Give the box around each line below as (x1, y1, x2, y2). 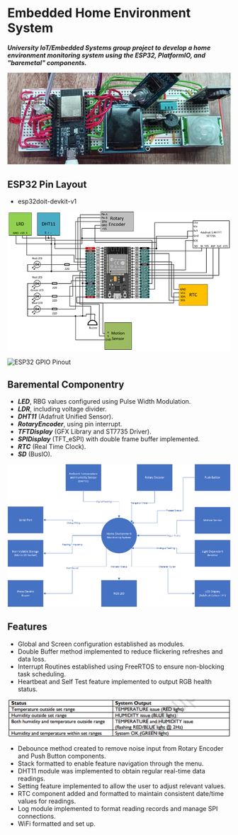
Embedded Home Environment (7, 5, 191, 21)
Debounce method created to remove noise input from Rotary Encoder (17, 744, 224, 753)
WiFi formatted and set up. (17, 819, 96, 828)
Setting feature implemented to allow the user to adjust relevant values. (17, 782, 226, 790)
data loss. (17, 654, 47, 663)
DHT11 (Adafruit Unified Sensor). (17, 412, 113, 421)
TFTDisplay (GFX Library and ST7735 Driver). (17, 427, 152, 436)
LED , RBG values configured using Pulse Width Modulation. (17, 397, 191, 406)
